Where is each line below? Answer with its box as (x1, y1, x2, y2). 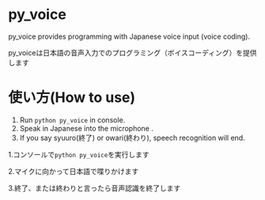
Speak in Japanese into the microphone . (19, 123, 154, 133)
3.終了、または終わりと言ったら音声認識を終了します (8, 183, 181, 193)
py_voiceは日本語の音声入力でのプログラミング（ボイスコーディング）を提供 (8, 47, 257, 57)
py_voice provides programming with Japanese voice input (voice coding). (8, 32, 251, 41)
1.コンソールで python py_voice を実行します (8, 149, 150, 159)
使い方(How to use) (8, 89, 136, 107)
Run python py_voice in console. (19, 115, 126, 124)
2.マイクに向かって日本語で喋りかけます (8, 166, 139, 175)
